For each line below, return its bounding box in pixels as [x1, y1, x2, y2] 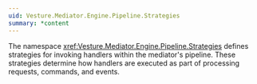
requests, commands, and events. [8, 66, 120, 76]
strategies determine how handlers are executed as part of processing [8, 58, 240, 68]
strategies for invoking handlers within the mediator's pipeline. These [8, 50, 236, 59]
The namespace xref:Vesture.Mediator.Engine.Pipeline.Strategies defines [8, 41, 249, 50]
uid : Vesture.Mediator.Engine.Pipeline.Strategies [8, 11, 180, 20]
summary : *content [8, 19, 69, 27]
